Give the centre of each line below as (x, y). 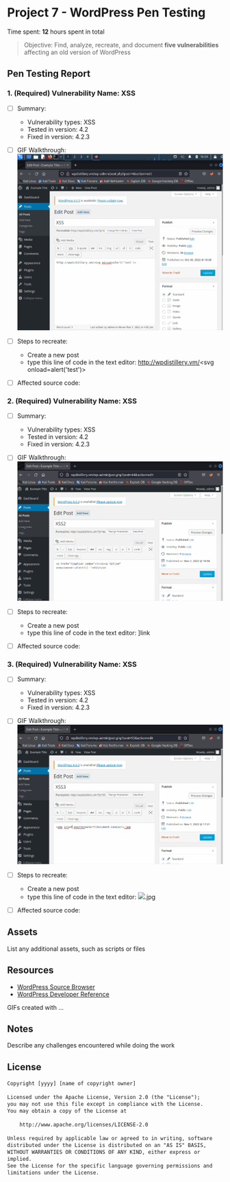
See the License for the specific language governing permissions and (110, 1166)
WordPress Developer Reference (63, 994)
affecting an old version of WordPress (77, 52)
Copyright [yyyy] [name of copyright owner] (72, 1084)
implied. (20, 1159)
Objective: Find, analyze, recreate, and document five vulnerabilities (121, 45)
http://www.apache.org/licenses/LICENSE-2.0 (84, 1125)
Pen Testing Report (49, 74)
